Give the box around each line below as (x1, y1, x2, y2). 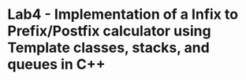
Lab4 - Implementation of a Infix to (7, 5, 238, 24)
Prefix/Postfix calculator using (7, 22, 211, 40)
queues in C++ (7, 56, 106, 74)
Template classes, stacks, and (7, 39, 210, 56)
